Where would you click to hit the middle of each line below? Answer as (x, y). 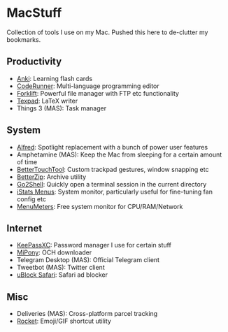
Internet (24, 228)
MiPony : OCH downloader (54, 252)
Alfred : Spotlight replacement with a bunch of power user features (112, 147)
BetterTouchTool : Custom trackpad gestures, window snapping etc (113, 169)
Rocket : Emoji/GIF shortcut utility (64, 321)
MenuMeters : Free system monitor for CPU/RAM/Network (100, 206)
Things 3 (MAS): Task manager (61, 108)
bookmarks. (24, 39)
